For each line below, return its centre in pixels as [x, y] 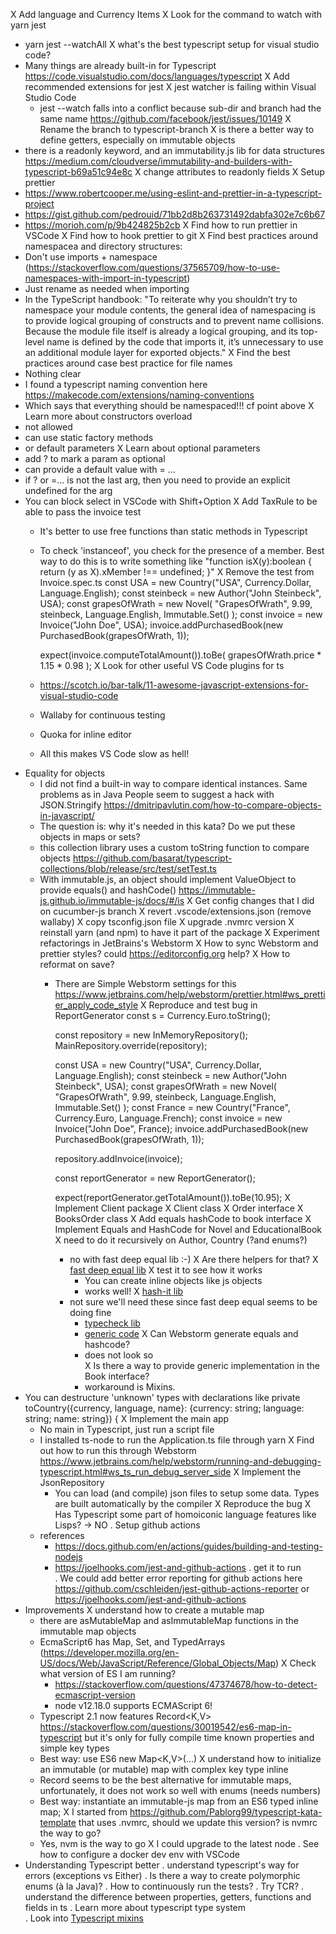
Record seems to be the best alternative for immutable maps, [165, 1780]
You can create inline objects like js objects [173, 1280]
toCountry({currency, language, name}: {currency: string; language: [164, 1408]
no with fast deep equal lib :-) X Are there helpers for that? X [194, 1259]
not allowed [48, 427]
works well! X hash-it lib [134, 1291]
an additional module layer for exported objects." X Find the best [157, 352]
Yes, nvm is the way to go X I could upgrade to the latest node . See [179, 1843]
